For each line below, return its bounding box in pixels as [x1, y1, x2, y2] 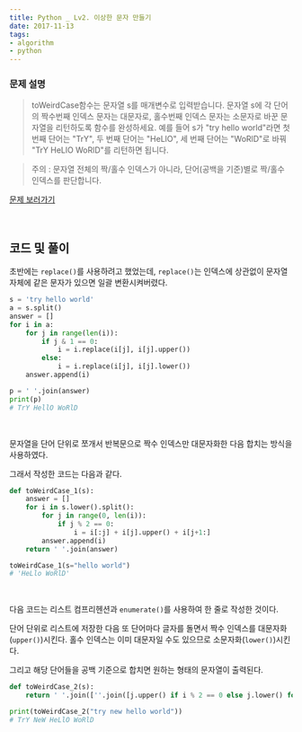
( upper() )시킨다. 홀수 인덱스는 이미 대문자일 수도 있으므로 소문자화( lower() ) [9, 634, 277, 645]
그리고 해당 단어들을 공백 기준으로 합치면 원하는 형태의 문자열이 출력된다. [9, 665, 263, 675]
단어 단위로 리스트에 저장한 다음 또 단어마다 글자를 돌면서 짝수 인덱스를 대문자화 [9, 623, 288, 634]
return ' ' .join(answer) [25, 544, 119, 553]
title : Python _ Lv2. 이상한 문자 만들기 [9, 13, 152, 22]
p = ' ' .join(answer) [9, 386, 91, 395]
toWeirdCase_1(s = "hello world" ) [9, 560, 130, 570]
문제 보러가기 [9, 194, 56, 205]
